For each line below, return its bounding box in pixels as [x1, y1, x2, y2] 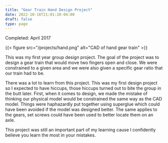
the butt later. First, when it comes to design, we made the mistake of [5, 90, 147, 96]
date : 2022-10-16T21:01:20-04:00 [5, 12, 75, 17]
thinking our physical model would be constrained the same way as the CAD [5, 96, 162, 102]
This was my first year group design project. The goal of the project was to [5, 54, 159, 60]
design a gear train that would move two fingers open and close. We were [5, 59, 157, 65]
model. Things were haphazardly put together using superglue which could [5, 101, 160, 107]
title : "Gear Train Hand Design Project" [5, 7, 93, 12]
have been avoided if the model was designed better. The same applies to [5, 106, 157, 112]
